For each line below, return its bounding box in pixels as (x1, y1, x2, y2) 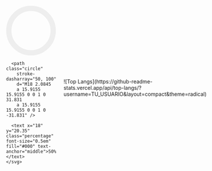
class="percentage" (6, 133, 54, 139)
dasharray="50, (6, 76, 44, 82)
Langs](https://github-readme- (77, 78, 153, 85)
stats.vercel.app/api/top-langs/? (63, 84, 142, 91)
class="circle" (6, 66, 44, 72)
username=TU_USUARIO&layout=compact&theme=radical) (63, 91, 207, 98)
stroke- (17, 71, 35, 77)
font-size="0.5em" (6, 138, 51, 144)
